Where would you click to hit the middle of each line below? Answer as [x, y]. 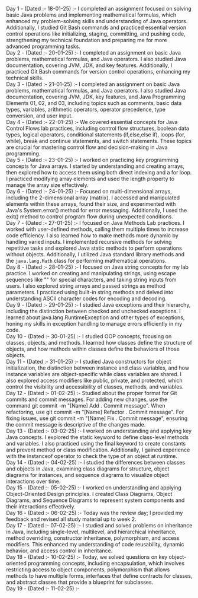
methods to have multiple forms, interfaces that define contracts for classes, [99, 576]
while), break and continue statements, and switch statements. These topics [99, 141]
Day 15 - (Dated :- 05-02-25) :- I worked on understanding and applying [94, 488]
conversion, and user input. [39, 116]
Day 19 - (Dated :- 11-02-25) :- [43, 589]
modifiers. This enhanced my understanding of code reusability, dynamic [95, 544]
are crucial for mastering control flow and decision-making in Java [87, 147]
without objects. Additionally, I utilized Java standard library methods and [95, 254]
